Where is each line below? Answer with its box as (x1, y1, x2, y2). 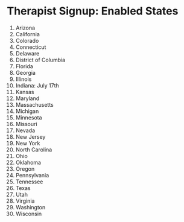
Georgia (15, 69, 36, 76)
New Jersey (15, 133, 46, 140)
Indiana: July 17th (15, 81, 59, 89)
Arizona (15, 24, 36, 31)
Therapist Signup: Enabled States (7, 4, 179, 18)
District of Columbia (15, 56, 66, 63)
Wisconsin (15, 210, 42, 217)
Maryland (15, 95, 40, 102)
